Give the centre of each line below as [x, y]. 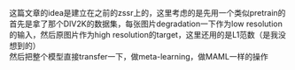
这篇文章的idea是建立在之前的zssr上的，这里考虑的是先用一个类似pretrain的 [147, 13]
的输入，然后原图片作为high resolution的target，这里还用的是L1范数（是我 [144, 35]
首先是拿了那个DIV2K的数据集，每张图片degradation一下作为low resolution [146, 24]
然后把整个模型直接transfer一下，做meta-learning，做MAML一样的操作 [139, 56]
